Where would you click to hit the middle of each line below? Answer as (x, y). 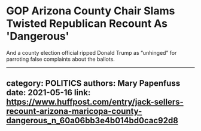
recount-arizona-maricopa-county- (74, 111)
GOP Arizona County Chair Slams (91, 11)
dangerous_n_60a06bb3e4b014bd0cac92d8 (92, 121)
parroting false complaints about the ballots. (61, 59)
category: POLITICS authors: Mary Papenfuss (93, 84)
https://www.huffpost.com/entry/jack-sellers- (95, 102)
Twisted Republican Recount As (87, 24)
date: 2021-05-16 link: (48, 93)
